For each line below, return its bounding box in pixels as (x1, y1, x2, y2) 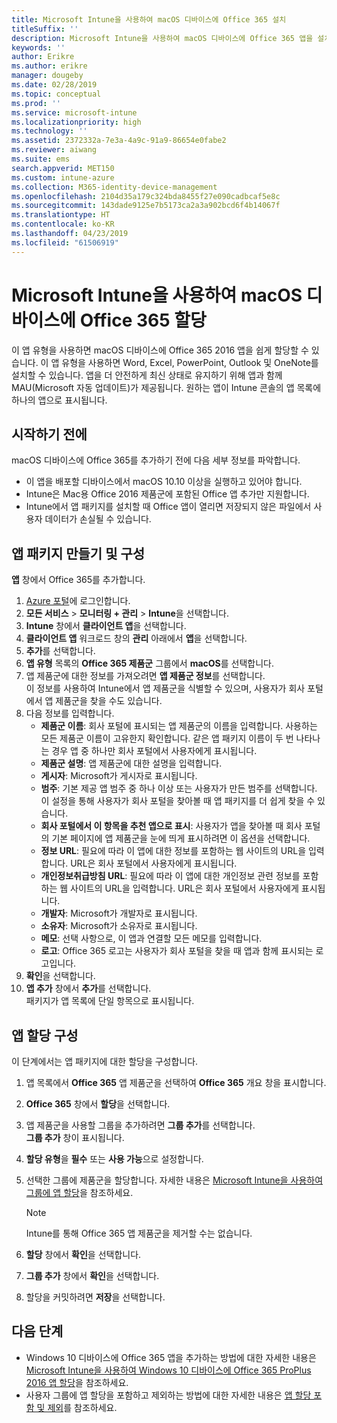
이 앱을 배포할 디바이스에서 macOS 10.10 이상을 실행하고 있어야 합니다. (25, 476, 303, 488)
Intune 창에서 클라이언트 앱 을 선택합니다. (25, 620, 187, 632)
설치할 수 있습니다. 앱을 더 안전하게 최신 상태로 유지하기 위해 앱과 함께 (11, 369, 283, 381)
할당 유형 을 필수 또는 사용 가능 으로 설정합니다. (25, 1153, 204, 1165)
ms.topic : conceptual (11, 89, 102, 99)
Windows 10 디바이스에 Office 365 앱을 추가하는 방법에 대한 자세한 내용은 (25, 1351, 317, 1363)
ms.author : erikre (11, 61, 88, 71)
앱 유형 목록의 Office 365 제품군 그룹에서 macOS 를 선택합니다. (25, 657, 275, 670)
